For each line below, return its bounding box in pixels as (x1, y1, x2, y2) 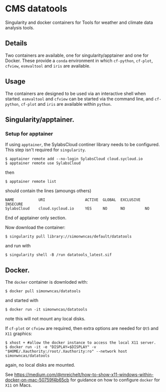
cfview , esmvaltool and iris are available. (5, 63, 91, 69)
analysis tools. (5, 24, 35, 30)
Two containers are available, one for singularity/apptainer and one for (5, 52, 149, 58)
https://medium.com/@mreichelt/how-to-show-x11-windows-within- (14, 372, 154, 378)
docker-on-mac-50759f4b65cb (5, 377, 69, 383)
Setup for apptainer (5, 130, 54, 137)
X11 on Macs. (5, 382, 32, 388)
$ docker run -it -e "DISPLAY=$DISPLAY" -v (5, 345, 97, 350)
